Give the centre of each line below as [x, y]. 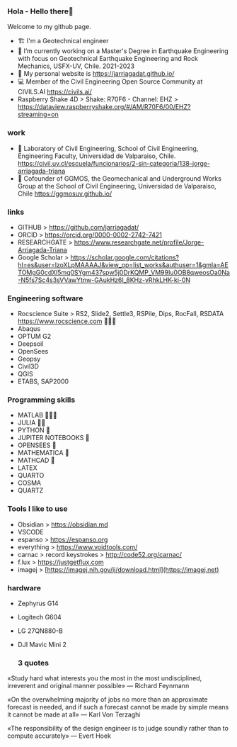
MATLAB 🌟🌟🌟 [37, 415]
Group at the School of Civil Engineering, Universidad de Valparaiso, [117, 186]
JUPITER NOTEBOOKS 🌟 [53, 438]
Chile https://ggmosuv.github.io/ [65, 193]
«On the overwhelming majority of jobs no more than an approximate [108, 700]
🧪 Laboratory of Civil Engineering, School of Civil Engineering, [108, 148]
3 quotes [33, 663]
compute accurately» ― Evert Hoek [59, 736]
